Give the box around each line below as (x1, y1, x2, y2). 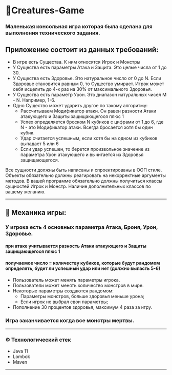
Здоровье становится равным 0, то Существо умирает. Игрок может (12, 81, 164, 87)
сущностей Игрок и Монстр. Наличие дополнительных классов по (5, 183, 151, 189)
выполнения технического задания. (5, 29, 101, 36)
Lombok (12, 353, 31, 360)
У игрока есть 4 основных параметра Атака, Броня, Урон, (5, 224, 158, 231)
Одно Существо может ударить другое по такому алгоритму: (12, 102, 148, 108)
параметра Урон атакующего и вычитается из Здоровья (20, 151, 144, 157)
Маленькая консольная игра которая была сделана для (5, 23, 153, 30)
